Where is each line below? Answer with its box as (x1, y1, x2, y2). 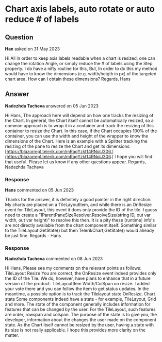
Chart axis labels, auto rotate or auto (5, 3, 155, 15)
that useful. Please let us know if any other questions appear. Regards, (5, 159, 146, 165)
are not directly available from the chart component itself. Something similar (5, 222, 157, 228)
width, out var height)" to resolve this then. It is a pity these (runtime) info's (5, 217, 155, 223)
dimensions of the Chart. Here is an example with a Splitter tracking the (5, 138, 148, 144)
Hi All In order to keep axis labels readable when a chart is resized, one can (5, 55, 156, 61)
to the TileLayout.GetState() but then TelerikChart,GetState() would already (5, 227, 154, 234)
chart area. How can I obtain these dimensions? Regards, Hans (5, 76, 131, 82)
